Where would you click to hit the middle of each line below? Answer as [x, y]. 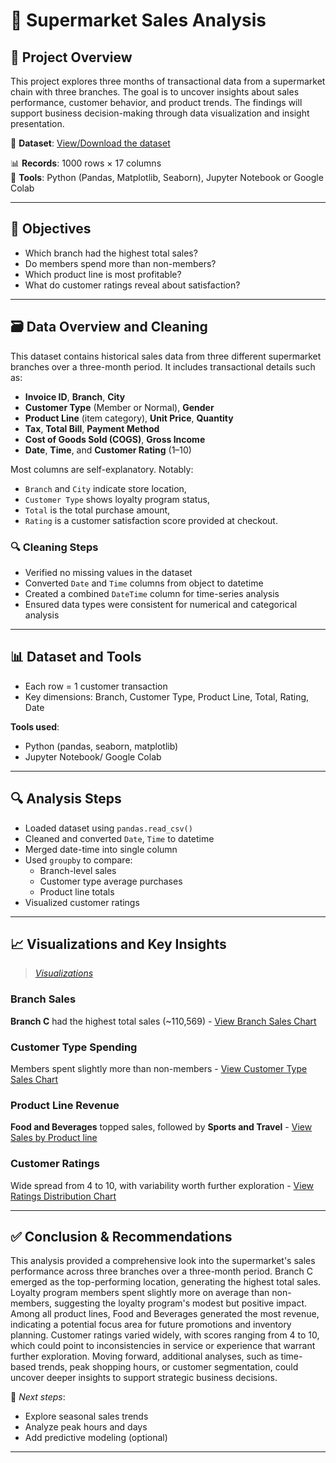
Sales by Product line [54, 1138]
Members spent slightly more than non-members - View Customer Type [159, 1068]
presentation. [37, 123]
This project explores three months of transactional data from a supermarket [168, 81]
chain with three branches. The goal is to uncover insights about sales [155, 92]
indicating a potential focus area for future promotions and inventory [151, 1325]
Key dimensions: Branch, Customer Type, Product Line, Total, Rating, [167, 696]
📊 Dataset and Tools [76, 657]
